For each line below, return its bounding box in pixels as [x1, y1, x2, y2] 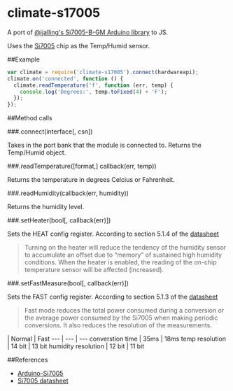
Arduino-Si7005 [17, 369, 64, 378]
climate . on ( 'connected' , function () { [7, 75, 124, 82]
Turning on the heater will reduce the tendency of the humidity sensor [24, 243, 227, 252]
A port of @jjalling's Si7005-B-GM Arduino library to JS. [7, 28, 169, 36]
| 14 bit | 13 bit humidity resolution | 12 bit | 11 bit [7, 342, 145, 350]
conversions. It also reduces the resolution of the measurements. [24, 321, 212, 329]
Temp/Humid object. [7, 148, 66, 157]
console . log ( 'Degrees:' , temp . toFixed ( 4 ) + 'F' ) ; [20, 88, 168, 95]
